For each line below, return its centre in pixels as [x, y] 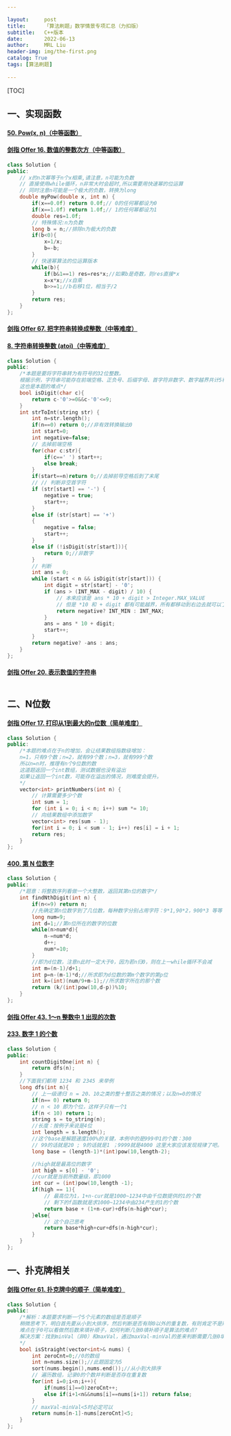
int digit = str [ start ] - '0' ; [89, 586]
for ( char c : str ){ [56, 450]
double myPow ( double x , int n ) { [67, 197]
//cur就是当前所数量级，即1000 [71, 1177]
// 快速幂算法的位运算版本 [65, 261]
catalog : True [27, 58]
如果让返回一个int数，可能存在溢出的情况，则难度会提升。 [91, 777]
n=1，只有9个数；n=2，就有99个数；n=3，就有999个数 [86, 757]
